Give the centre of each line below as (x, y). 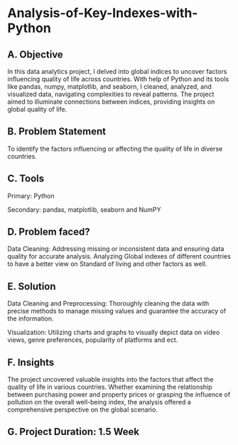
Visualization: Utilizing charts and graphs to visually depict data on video (114, 333)
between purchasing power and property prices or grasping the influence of (119, 395)
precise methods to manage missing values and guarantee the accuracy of (117, 311)
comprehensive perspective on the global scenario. (83, 409)
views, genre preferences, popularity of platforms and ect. (93, 340)
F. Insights (31, 362)
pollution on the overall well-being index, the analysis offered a (99, 402)
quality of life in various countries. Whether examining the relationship (110, 387)
